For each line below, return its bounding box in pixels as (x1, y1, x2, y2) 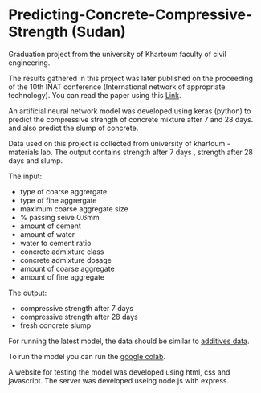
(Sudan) (71, 23, 126, 41)
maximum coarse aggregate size (19, 203, 128, 214)
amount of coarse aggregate (19, 264, 115, 273)
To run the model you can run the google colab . (8, 351, 166, 361)
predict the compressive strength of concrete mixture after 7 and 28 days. (8, 114, 254, 124)
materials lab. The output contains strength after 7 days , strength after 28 (8, 147, 253, 157)
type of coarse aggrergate (19, 186, 108, 196)
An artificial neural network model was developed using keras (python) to (8, 106, 251, 116)
